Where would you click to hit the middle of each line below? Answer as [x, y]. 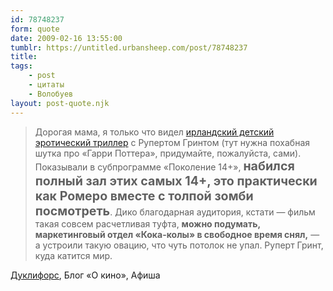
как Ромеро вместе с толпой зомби [144, 195]
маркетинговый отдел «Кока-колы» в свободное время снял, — [177, 234]
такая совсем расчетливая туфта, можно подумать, [147, 223]
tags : [21, 66]
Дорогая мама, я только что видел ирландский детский [154, 132]
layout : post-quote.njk [60, 103]
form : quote [35, 29]
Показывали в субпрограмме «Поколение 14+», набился [164, 165]
